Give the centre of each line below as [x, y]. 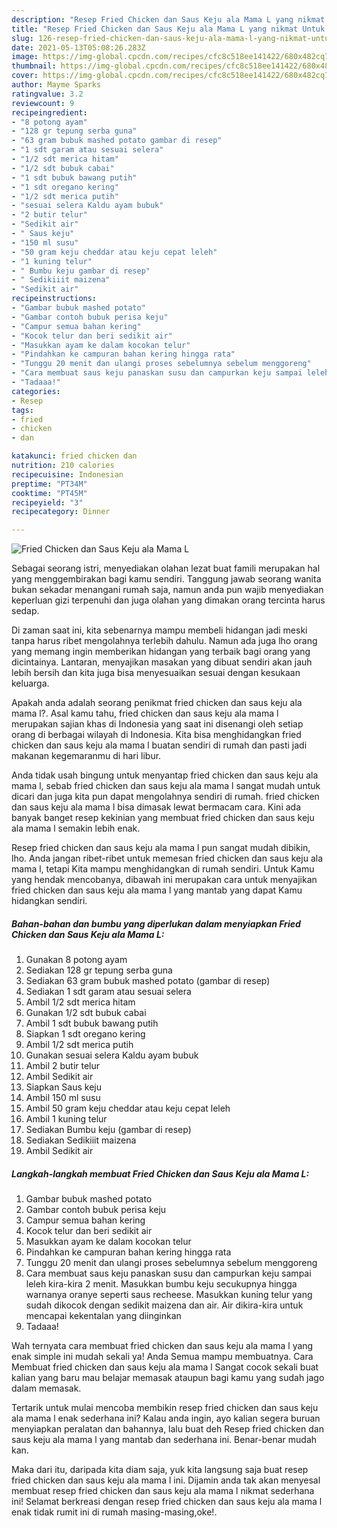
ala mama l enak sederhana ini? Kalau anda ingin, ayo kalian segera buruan [166, 1418]
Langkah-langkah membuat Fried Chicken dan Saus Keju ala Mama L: [160, 1173]
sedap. [25, 611]
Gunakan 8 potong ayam [76, 960]
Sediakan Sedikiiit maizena [81, 1140]
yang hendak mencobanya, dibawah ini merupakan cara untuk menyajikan [164, 880]
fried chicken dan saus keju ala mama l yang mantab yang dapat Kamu [157, 890]
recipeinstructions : [54, 299]
